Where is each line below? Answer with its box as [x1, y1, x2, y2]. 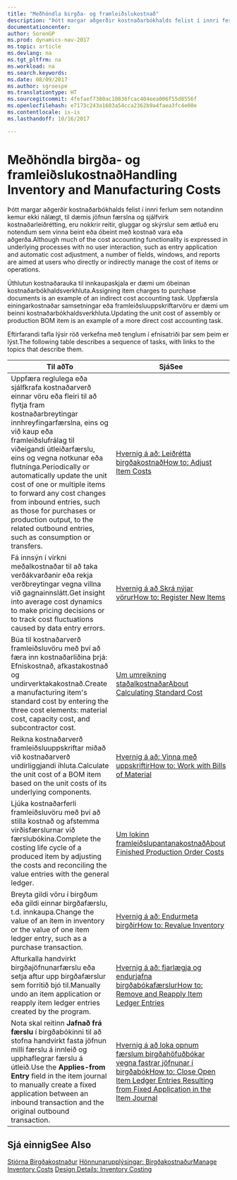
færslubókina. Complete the [11, 834, 101, 844]
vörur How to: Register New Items [116, 592, 226, 602]
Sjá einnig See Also [7, 1138, 92, 1150]
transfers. [11, 541, 43, 551]
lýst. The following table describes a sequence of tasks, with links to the [7, 337, 215, 346]
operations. [7, 265, 41, 274]
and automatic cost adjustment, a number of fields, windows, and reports [7, 250, 221, 258]
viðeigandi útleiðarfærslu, [11, 444, 95, 454]
